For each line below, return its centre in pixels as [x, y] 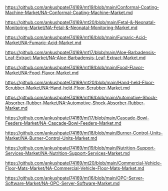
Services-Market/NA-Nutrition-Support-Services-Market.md [67, 153]
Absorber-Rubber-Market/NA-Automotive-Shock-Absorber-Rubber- [75, 103]
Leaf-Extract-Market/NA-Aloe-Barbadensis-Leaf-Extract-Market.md [75, 58]
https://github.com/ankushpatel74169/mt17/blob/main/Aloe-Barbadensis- [80, 52]
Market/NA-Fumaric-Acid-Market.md [43, 43]
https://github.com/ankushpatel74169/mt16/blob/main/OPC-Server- [75, 178]
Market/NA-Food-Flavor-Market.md [42, 73]
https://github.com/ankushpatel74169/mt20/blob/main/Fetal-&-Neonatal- [80, 22]
